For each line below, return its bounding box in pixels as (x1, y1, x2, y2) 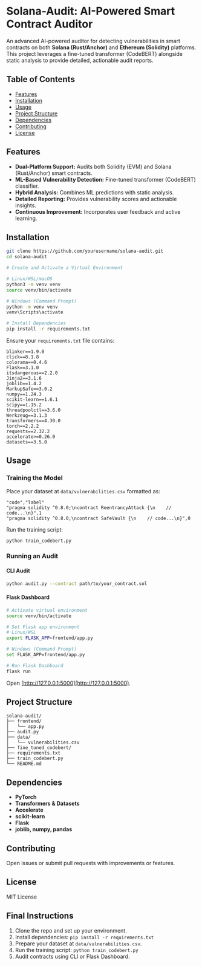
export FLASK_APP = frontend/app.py (6, 635, 94, 642)
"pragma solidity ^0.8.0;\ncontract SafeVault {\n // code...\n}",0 (6, 515, 191, 521)
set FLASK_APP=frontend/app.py (6, 652, 85, 658)
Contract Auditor (6, 17, 93, 31)
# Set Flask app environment (6, 624, 80, 630)
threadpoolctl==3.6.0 (6, 407, 61, 413)
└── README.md (6, 761, 42, 767)
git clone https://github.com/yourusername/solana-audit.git (6, 248, 164, 255)
